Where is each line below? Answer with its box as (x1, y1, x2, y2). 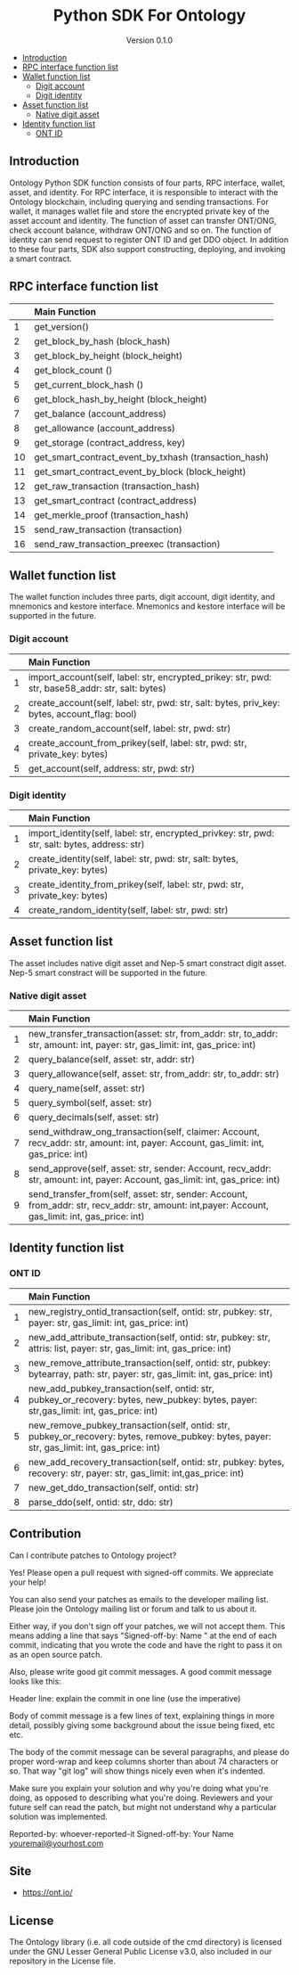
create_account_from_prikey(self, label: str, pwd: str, (28, 736, 247, 749)
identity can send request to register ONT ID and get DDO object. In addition (9, 234, 289, 245)
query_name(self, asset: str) (28, 1082, 145, 1094)
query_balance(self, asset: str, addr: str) (28, 1053, 196, 1066)
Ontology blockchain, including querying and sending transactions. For (9, 196, 269, 207)
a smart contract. (9, 253, 73, 264)
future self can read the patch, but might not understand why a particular (9, 1801, 278, 1812)
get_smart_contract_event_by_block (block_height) (34, 465, 246, 478)
